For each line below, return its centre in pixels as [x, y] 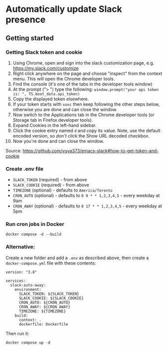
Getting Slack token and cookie [44, 52]
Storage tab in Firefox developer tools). [53, 120]
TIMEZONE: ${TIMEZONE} [42, 311]
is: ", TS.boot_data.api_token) [46, 94]
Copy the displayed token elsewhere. [51, 99]
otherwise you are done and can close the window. [65, 109]
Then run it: [17, 333]
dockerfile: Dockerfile [43, 324]
